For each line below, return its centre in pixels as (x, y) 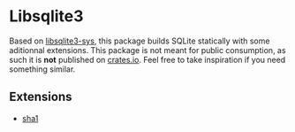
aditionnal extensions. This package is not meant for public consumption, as (147, 50)
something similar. (42, 69)
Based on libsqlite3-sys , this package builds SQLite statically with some (140, 41)
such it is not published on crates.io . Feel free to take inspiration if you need (147, 59)
